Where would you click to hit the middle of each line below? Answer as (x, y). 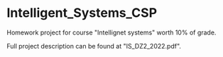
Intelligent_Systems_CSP (82, 13)
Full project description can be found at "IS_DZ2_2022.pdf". (94, 46)
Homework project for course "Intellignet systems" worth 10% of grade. (111, 32)
